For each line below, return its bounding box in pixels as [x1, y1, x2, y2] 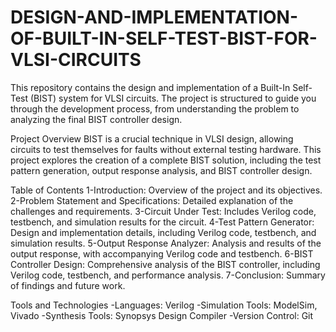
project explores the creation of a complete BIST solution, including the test [10, 154, 322, 166]
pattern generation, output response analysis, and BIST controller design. [10, 164, 313, 176]
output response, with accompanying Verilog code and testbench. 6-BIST [10, 247, 314, 260]
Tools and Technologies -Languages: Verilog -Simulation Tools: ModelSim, [10, 299, 318, 311]
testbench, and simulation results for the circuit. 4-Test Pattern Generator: [10, 216, 315, 228]
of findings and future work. [10, 279, 126, 291]
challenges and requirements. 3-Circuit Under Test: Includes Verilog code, [10, 205, 317, 217]
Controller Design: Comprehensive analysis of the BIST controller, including [10, 258, 321, 270]
